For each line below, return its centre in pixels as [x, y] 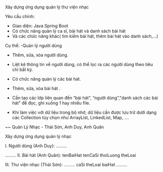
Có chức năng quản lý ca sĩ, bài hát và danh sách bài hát [69, 31]
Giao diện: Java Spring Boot [40, 26]
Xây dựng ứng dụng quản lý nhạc [38, 136]
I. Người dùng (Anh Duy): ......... [36, 146]
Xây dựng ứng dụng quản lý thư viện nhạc [47, 7]
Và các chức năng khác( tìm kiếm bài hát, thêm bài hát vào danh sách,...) [85, 36]
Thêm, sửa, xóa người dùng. [40, 55]
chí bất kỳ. [22, 69]
